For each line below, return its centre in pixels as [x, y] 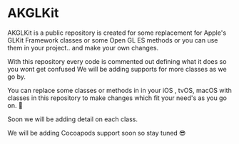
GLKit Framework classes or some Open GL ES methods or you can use [113, 40]
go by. [17, 77]
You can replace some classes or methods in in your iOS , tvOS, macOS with [119, 90]
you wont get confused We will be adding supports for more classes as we [117, 69]
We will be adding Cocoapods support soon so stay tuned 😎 [97, 133]
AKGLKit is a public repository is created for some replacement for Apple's [117, 33]
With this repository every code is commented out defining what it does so [117, 61]
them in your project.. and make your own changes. [83, 48]
